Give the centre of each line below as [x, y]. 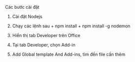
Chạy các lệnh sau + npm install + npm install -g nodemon [71, 26]
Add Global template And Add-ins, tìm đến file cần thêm [69, 54]
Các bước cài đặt [22, 7]
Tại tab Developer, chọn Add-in [44, 45]
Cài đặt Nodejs [27, 16]
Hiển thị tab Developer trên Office [46, 35]
